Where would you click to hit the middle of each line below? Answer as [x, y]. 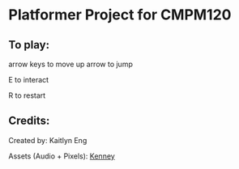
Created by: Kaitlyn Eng [48, 140]
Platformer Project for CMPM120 [120, 15]
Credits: [29, 121]
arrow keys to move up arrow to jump [71, 64]
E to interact [29, 80]
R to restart [27, 95]
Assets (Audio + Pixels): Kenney [62, 156]
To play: [29, 45]
